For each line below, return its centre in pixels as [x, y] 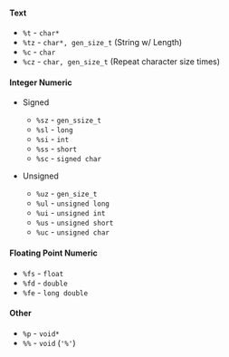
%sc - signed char [69, 159]
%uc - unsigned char [73, 232]
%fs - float [43, 273]
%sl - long [55, 130]
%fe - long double [55, 292]
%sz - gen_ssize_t [69, 120]
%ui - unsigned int [71, 213]
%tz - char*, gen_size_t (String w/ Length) [102, 43]
